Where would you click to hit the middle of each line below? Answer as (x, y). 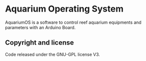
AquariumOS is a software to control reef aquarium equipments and (73, 22)
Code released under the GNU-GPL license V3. (53, 54)
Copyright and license (40, 43)
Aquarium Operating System (64, 9)
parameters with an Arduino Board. (40, 27)
